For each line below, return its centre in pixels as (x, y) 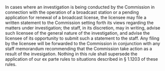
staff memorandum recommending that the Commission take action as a (79, 49)
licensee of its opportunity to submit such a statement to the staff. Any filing (82, 38)
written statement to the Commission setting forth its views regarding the (80, 23)
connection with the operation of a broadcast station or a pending (72, 12)
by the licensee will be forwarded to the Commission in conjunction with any (83, 43)
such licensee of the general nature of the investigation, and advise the (78, 33)
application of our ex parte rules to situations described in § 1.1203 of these (82, 59)
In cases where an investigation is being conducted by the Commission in (80, 7)
